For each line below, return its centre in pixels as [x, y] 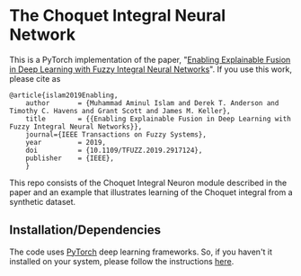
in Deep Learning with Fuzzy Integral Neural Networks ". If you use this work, [150, 69]
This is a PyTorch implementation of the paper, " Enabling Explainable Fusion [150, 59]
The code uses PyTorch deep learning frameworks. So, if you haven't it [141, 252]
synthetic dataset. [43, 201]
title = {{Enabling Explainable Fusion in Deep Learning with [159, 119]
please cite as [35, 78]
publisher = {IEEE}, [70, 158]
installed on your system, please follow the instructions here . [122, 261]
